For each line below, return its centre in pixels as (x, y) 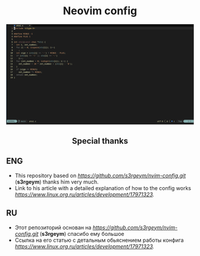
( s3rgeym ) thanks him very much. (57, 182)
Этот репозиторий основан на (53, 227)
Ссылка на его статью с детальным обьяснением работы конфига (99, 240)
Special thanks (100, 141)
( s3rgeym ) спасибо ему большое (82, 233)
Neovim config (100, 11)
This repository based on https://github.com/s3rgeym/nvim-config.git (100, 175)
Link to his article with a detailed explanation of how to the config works (103, 188)
